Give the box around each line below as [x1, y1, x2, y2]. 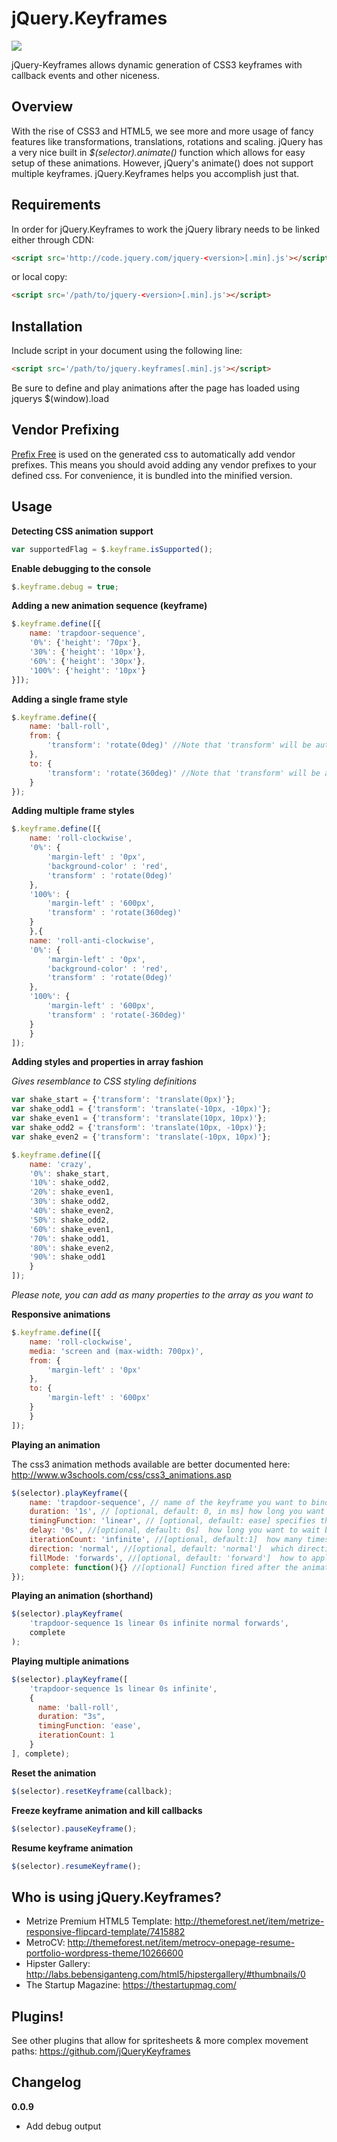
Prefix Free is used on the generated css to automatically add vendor [11, 448, 296, 460]
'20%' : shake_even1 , [29, 1187, 115, 1197]
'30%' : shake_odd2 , [29, 1197, 111, 1207]
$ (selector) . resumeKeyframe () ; [11, 1861, 142, 1871]
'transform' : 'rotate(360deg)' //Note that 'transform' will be [47, 768, 321, 778]
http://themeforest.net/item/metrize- [174, 1915, 325, 1927]
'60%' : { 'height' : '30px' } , [29, 656, 146, 666]
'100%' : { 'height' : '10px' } [29, 665, 146, 676]
